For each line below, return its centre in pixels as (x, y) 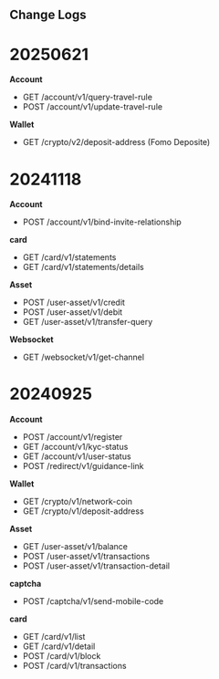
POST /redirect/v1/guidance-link (83, 466)
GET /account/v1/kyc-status (75, 447)
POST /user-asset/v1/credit (74, 303)
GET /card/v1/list (54, 637)
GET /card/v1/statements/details (83, 267)
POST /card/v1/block (62, 656)
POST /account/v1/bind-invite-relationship (102, 222)
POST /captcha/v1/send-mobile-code (93, 601)
